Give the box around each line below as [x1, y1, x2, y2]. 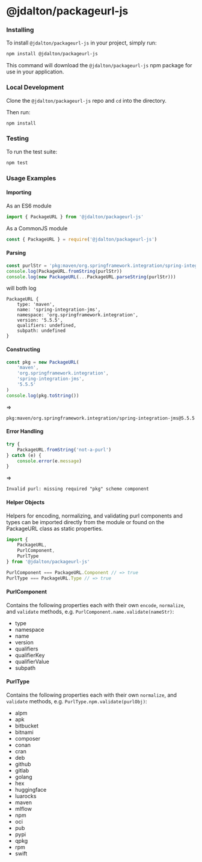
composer [14, 735, 41, 742]
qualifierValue [14, 658, 49, 665]
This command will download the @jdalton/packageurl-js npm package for [6, 62, 192, 69]
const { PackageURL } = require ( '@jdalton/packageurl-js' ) [6, 236, 158, 242]
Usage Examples [6, 174, 57, 182]
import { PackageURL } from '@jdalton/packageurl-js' [6, 213, 144, 220]
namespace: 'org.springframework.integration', [17, 312, 138, 318]
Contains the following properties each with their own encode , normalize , [6, 601, 185, 608]
